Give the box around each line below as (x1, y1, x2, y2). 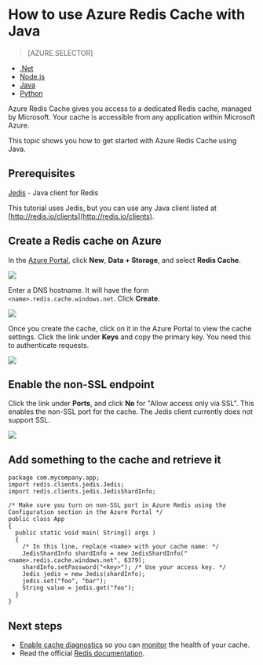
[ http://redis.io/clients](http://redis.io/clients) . (8, 211, 155, 221)
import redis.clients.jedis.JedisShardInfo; (8, 488, 156, 496)
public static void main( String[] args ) (15, 529, 156, 537)
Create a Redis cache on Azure (8, 235, 163, 248)
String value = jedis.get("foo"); (22, 584, 135, 592)
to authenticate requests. (8, 340, 89, 349)
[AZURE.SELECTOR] (27, 48, 93, 57)
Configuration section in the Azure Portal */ (8, 508, 163, 516)
